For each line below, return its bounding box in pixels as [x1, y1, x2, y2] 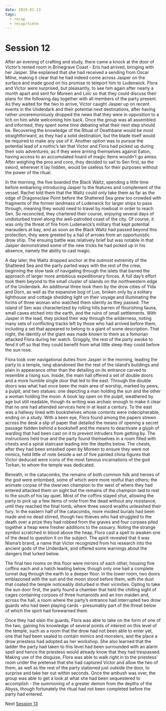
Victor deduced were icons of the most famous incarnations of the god [5, 457, 150, 463]
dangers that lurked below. [5, 551, 60, 557]
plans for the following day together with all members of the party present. [5, 96, 157, 102]
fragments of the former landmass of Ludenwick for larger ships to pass [5, 200, 152, 206]
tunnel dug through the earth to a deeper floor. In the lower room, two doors [5, 571, 160, 577]
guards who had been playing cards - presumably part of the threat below [5, 602, 157, 608]
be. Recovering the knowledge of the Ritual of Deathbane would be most [5, 128, 154, 133]
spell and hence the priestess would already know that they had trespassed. [5, 649, 161, 655]
